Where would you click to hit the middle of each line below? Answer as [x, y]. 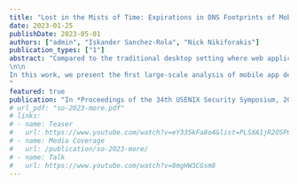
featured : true [37, 91]
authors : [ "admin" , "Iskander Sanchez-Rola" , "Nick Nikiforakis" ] [134, 42]
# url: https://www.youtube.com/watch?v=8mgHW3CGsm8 [113, 165]
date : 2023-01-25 [41, 26]
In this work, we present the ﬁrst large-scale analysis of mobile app [144, 75]
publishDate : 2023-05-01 [55, 34]
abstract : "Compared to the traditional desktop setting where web [137, 58]
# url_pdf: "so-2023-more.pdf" [67, 108]
